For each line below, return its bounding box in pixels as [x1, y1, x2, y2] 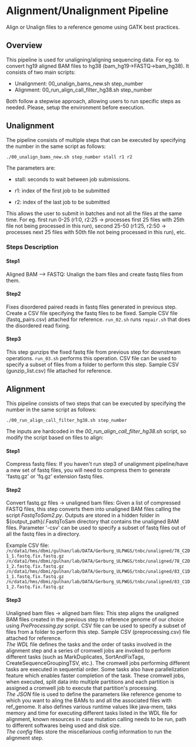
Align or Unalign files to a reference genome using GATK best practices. [6, 23, 180, 31]
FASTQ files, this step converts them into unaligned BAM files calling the [6, 506, 181, 513]
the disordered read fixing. [6, 322, 70, 329]
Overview [6, 40, 43, 50]
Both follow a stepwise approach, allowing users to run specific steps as [6, 97, 181, 104]
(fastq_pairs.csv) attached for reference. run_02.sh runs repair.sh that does [6, 316, 191, 323]
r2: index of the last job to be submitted [14, 198, 110, 205]
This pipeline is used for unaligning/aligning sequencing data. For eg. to [6, 56, 180, 63]
